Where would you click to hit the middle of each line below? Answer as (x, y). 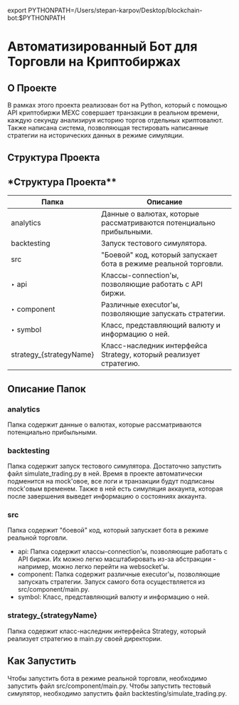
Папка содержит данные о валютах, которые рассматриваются (105, 424)
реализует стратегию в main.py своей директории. (85, 638)
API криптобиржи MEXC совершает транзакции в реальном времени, (113, 113)
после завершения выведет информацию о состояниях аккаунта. (107, 496)
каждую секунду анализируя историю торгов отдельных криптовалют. (115, 120)
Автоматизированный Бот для (102, 47)
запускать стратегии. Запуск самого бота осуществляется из (111, 582)
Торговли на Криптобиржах (94, 62)
